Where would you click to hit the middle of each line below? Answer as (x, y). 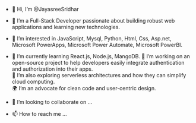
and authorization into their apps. (52, 69)
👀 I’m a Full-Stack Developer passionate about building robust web (93, 20)
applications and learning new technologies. (66, 27)
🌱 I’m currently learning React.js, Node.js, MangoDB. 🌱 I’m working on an (101, 56)
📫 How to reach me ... (39, 114)
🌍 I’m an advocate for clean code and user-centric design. (84, 88)
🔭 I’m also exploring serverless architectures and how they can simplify (99, 75)
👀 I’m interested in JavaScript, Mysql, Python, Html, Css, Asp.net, (91, 38)
